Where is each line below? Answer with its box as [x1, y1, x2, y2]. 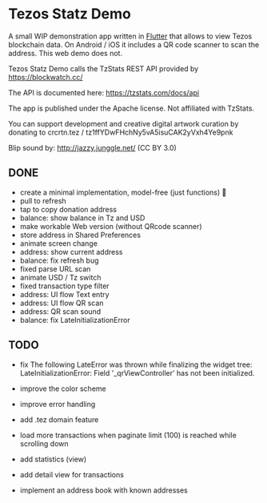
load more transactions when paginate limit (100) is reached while [19, 430, 237, 440]
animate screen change [19, 238, 98, 248]
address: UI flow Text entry [19, 289, 110, 299]
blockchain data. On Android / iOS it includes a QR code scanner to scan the [8, 39, 260, 49]
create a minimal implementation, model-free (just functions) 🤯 [19, 187, 227, 197]
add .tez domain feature [19, 414, 99, 425]
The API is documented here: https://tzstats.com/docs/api [8, 87, 200, 97]
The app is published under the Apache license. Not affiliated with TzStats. [8, 103, 254, 113]
